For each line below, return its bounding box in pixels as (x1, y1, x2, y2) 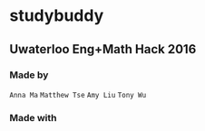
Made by (9, 69, 49, 81)
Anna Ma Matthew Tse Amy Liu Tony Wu (9, 90, 147, 99)
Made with (9, 111, 57, 124)
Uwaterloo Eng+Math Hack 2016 (9, 42, 197, 57)
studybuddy (9, 5, 104, 26)
